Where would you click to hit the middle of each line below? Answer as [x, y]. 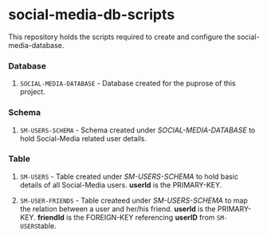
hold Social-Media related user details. [83, 138]
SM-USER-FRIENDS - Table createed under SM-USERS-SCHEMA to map [134, 200]
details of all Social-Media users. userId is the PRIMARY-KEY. [121, 184]
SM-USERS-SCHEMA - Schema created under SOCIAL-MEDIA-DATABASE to [137, 130]
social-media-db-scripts [92, 15]
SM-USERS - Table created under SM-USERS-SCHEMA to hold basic [129, 176]
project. [32, 92]
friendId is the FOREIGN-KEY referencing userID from [126, 217]
